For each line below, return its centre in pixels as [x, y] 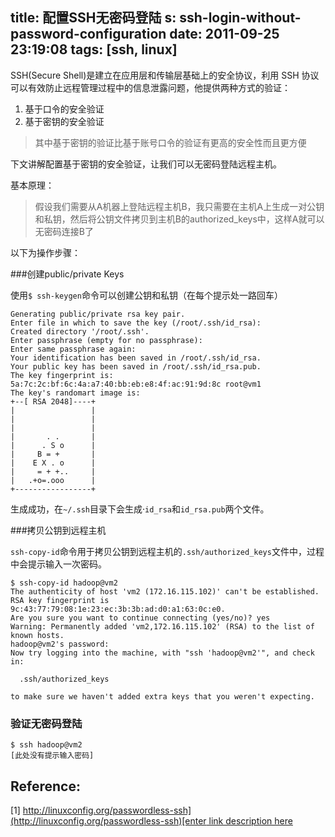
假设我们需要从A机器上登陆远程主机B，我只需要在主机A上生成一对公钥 [179, 206]
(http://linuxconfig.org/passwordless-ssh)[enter [108, 820]
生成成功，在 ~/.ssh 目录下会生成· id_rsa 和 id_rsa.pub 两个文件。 [140, 509]
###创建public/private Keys [67, 274]
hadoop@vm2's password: [60, 644]
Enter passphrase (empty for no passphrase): [106, 340]
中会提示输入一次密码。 [58, 564]
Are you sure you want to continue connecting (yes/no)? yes [140, 618]
